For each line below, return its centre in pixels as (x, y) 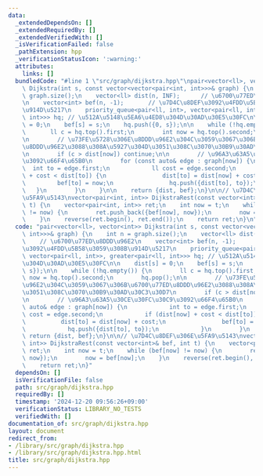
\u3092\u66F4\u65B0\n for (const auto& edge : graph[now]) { (136, 162)
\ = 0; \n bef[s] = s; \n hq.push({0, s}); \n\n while (124, 125)
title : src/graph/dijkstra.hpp (59, 460)
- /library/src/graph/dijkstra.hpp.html (75, 453)
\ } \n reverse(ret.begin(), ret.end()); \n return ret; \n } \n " (140, 220)
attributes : (35, 67)
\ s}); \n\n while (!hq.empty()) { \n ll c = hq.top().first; (140, 271)
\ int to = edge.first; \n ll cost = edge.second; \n (129, 169)
